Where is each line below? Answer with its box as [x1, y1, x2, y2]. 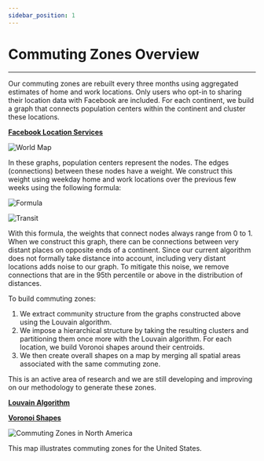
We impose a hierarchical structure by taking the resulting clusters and [19, 325, 249, 335]
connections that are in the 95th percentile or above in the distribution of [8, 270, 244, 280]
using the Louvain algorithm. [19, 317, 112, 327]
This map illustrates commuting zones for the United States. [8, 443, 202, 452]
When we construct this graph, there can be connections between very [8, 236, 240, 246]
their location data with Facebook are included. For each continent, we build [8, 95, 255, 104]
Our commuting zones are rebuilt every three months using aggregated [8, 79, 239, 88]
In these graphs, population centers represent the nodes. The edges [8, 158, 229, 167]
